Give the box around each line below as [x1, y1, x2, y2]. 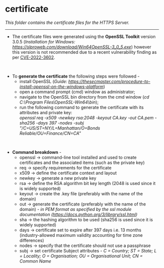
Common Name [19, 258, 51, 264]
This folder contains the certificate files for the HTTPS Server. [5, 20, 129, 25]
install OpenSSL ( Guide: [19, 78, 67, 84]
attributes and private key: [19, 109, 72, 115]
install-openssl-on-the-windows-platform [19, 83, 104, 89]
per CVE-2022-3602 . [12, 54, 55, 60]
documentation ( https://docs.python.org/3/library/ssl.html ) [19, 211, 138, 217]
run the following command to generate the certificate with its [19, 104, 144, 110]
